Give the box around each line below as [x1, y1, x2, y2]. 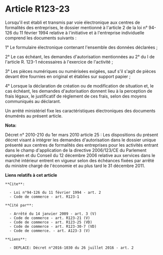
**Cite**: [5, 181, 25, 187]
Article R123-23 [5, 3, 70, 15]
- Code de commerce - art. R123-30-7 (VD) [9, 224, 97, 229]
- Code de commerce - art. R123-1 [9, 194, 79, 199]
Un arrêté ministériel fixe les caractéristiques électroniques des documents [5, 108, 156, 114]
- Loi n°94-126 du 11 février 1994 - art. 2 [9, 190, 101, 195]
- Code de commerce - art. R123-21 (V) [9, 215, 91, 221]
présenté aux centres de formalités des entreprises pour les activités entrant [5, 142, 159, 148]
